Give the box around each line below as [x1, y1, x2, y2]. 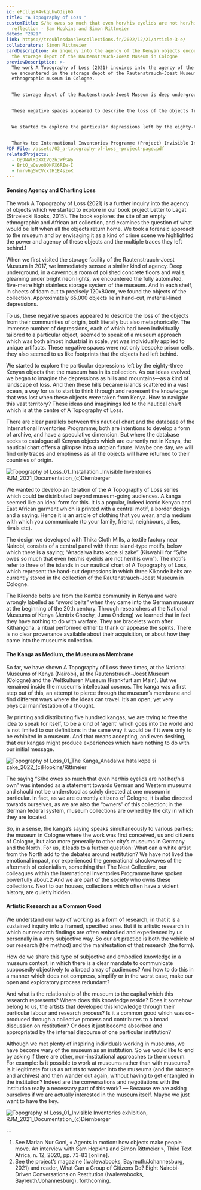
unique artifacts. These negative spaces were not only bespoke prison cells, [6, 344, 194, 351]
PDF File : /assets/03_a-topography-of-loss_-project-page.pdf [6, 145, 165, 152]
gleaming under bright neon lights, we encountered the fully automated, [6, 275, 184, 283]
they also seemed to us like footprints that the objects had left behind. [6, 350, 178, 357]
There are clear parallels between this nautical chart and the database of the [6, 418, 195, 426]
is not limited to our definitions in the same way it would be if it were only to [6, 726, 193, 734]
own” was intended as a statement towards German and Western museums [6, 782, 192, 789]
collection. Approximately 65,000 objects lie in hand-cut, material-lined [6, 295, 181, 302]
